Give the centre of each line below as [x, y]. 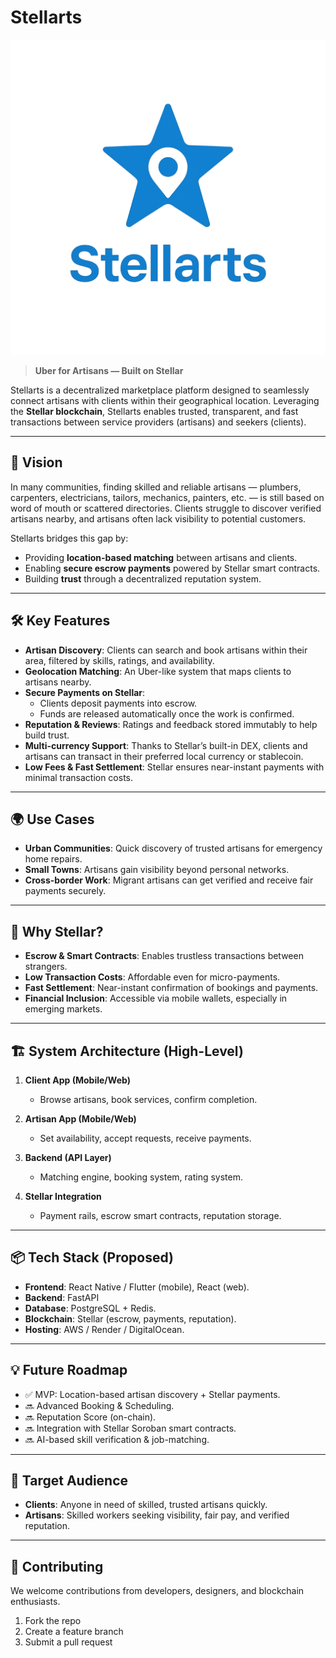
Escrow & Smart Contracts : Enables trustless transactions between [164, 956]
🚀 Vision [36, 462]
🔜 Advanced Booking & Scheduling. [99, 1405]
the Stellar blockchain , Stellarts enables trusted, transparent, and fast [154, 411]
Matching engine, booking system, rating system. [141, 1177]
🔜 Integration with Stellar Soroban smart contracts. [130, 1428]
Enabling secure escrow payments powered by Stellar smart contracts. [172, 568]
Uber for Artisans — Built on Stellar [109, 370]
